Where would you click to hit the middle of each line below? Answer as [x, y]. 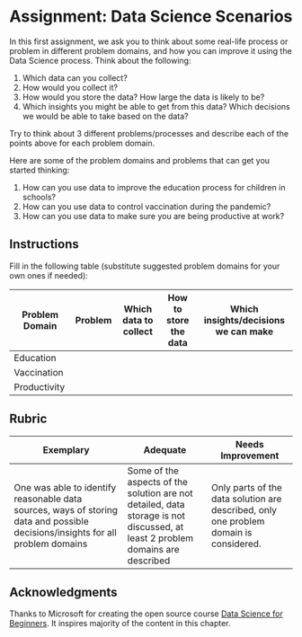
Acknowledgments [64, 592]
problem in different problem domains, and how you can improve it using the [151, 50]
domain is [231, 532]
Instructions [44, 244]
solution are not [160, 493]
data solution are [246, 499]
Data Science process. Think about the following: [100, 60]
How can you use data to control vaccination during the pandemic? [147, 206]
